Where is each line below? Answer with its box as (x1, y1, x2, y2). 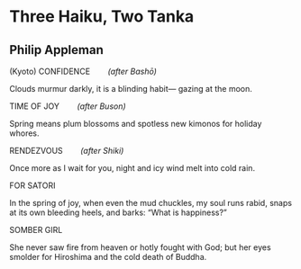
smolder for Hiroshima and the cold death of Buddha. (9, 252, 207, 262)
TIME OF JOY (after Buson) (9, 101, 126, 112)
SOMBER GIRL (9, 225, 63, 235)
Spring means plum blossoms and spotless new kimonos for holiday (9, 119, 262, 129)
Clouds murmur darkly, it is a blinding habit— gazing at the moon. (9, 84, 252, 94)
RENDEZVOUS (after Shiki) (9, 146, 124, 156)
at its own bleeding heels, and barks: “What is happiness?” (9, 207, 228, 218)
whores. (9, 128, 40, 139)
